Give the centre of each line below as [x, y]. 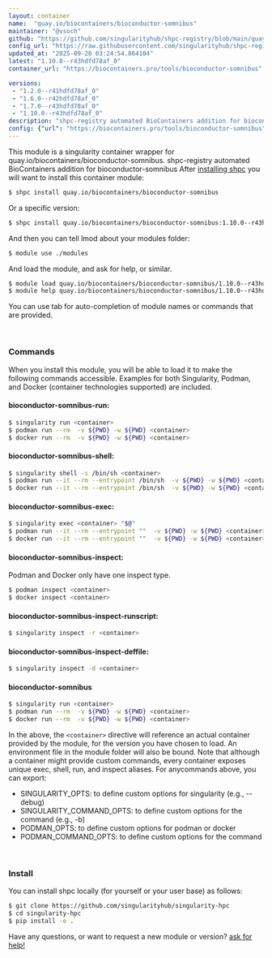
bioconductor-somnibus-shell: [62, 456]
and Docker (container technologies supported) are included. [110, 387]
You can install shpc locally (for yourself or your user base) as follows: [125, 891]
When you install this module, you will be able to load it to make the [121, 369]
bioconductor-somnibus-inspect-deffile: [79, 651]
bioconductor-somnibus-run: [59, 406]
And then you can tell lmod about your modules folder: [99, 238]
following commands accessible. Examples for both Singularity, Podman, [130, 378]
